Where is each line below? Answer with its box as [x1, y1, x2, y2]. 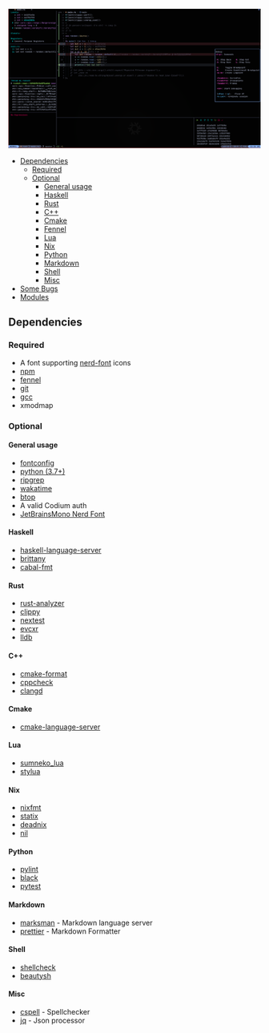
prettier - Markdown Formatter [19, 926, 121, 936]
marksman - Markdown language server [19, 918, 153, 927]
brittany [19, 554, 46, 563]
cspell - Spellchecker [19, 1007, 90, 1016]
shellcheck [19, 962, 56, 972]
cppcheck [19, 677, 54, 687]
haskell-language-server [19, 546, 102, 555]
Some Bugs [19, 284, 58, 293]
